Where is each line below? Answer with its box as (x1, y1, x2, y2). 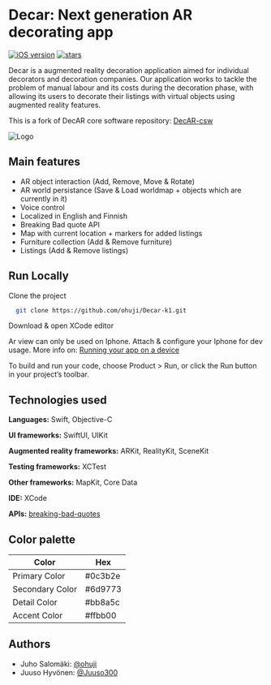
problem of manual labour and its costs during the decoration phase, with (8, 83, 254, 93)
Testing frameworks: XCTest (8, 462, 107, 472)
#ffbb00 (84, 610, 117, 622)
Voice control (19, 202, 65, 212)
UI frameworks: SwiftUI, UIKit (8, 430, 108, 440)
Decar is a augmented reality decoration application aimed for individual (8, 65, 249, 75)
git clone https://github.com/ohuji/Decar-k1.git (15, 306, 187, 314)
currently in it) (19, 193, 67, 204)
